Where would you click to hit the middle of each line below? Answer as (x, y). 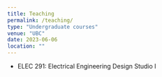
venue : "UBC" (26, 33)
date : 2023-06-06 (32, 40)
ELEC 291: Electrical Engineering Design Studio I (87, 66)
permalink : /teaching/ (40, 20)
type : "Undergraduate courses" (53, 27)
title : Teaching (31, 14)
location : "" (26, 46)
